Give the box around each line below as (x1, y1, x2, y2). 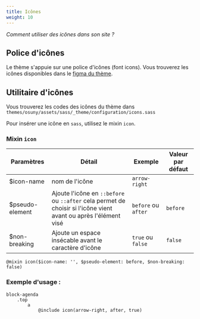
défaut (168, 165, 189, 174)
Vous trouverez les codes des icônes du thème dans (6, 103, 135, 110)
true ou (132, 233, 154, 241)
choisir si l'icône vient (51, 204, 112, 212)
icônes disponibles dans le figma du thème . (6, 70, 113, 78)
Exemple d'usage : (6, 278, 61, 286)
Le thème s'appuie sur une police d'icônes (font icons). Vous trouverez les (6, 64, 189, 71)
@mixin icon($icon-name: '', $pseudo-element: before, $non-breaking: (6, 259, 185, 265)
